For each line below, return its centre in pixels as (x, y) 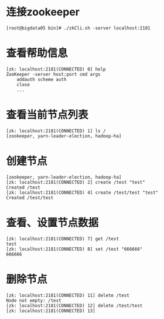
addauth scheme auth (42, 79)
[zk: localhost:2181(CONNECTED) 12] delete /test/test (74, 305)
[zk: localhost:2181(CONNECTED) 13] (51, 311)
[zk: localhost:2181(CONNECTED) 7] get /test (62, 239)
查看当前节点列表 (47, 115)
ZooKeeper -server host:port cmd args (53, 74)
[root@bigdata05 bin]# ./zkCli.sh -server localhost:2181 (78, 28)
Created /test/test (30, 197)
